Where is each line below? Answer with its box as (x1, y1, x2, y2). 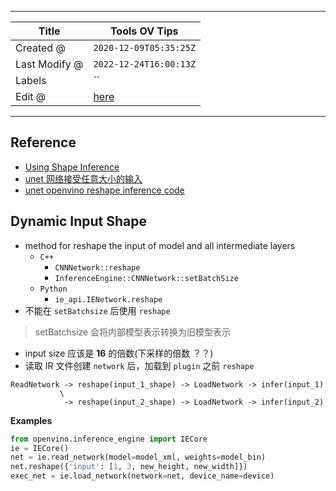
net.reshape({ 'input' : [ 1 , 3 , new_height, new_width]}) (10, 462, 248, 472)
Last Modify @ (15, 57, 84, 71)
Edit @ (15, 90, 47, 103)
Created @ (15, 41, 66, 55)
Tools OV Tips (109, 24, 179, 38)
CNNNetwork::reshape (54, 262, 141, 273)
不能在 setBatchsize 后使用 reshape (24, 304, 171, 316)
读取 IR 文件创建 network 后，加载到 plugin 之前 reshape (24, 359, 255, 371)
